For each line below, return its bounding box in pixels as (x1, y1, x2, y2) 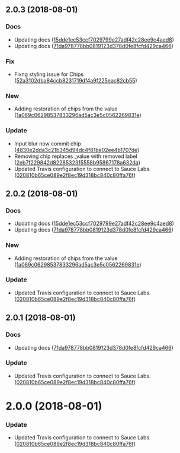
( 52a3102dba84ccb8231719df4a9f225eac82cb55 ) (14, 77, 137, 84)
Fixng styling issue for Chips (14, 71, 84, 78)
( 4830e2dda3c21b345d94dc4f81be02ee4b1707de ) (14, 146, 140, 153)
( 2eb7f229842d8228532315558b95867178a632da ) (14, 159, 140, 166)
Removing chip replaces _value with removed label (14, 153, 137, 160)
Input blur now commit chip (14, 140, 81, 147)
